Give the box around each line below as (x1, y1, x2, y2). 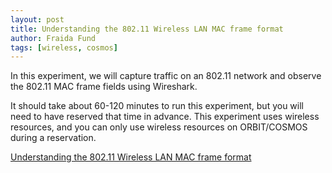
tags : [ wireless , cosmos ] (10, 42, 118, 53)
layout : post (10, 14, 65, 25)
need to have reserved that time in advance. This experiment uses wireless (10, 111, 320, 123)
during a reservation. (10, 132, 97, 144)
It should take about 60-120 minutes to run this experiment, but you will (10, 100, 304, 112)
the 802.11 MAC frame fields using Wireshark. (10, 81, 198, 93)
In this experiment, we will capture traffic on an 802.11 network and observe (10, 70, 322, 82)
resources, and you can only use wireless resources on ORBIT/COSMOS (10, 121, 308, 133)
